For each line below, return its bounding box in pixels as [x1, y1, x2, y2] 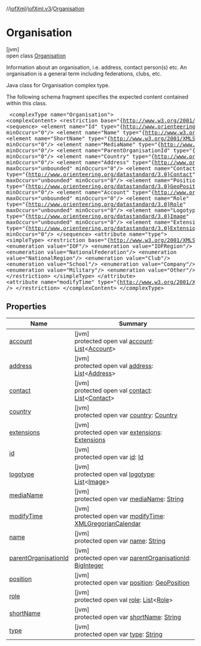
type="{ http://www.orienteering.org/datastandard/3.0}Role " [6, 200, 187, 208]
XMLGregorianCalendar [74, 519, 141, 528]
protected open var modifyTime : [74, 511, 165, 520]
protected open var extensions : [74, 428, 163, 436]
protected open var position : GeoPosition [74, 578, 190, 587]
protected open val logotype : [74, 470, 156, 478]
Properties [6, 301, 47, 312]
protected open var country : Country [74, 411, 178, 419]
